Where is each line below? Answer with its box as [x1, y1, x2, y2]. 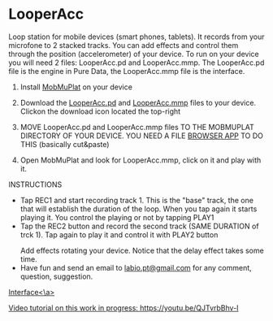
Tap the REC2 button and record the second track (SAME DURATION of [19, 221, 259, 231]
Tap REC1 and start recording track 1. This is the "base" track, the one [19, 195, 254, 205]
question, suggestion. [19, 271, 93, 281]
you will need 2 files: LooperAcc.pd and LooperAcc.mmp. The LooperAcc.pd [8, 58, 265, 67]
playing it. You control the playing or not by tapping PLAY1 [19, 212, 214, 222]
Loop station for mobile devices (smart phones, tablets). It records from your [8, 32, 265, 41]
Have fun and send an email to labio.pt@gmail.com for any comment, [19, 262, 252, 272]
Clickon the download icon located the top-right [19, 106, 181, 116]
